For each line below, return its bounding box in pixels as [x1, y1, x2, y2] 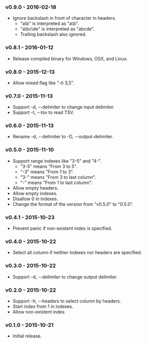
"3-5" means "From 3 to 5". [20, 163, 78, 169]
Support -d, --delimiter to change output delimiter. [12, 273, 118, 280]
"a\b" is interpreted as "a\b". [20, 20, 80, 26]
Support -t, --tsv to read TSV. [12, 109, 75, 115]
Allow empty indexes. [12, 190, 58, 196]
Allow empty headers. [12, 184, 59, 191]
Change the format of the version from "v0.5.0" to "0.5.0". [12, 201, 134, 207]
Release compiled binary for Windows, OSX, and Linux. [12, 55, 128, 61]
